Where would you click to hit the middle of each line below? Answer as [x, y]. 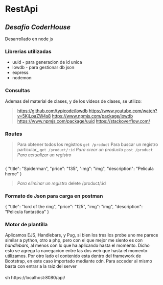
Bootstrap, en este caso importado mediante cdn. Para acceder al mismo [79, 261]
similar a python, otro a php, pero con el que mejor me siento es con [74, 240]
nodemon [22, 78]
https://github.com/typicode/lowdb [52, 111]
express [20, 72]
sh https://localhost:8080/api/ [35, 278]
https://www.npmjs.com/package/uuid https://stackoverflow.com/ [83, 121]
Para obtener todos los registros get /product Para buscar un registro [87, 144]
